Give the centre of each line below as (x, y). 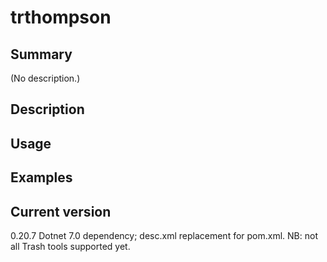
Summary (41, 54)
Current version (61, 211)
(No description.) (45, 78)
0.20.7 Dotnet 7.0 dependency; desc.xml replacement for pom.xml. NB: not (164, 235)
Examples (41, 177)
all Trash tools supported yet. (70, 246)
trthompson (61, 17)
